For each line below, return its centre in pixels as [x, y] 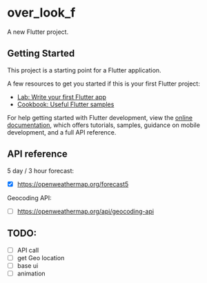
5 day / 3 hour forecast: [41, 170]
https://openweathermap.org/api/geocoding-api [85, 211]
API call [28, 250]
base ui [28, 265]
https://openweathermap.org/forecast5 [73, 184]
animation [31, 273]
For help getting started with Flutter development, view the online [100, 117]
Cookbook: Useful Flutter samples [66, 104]
